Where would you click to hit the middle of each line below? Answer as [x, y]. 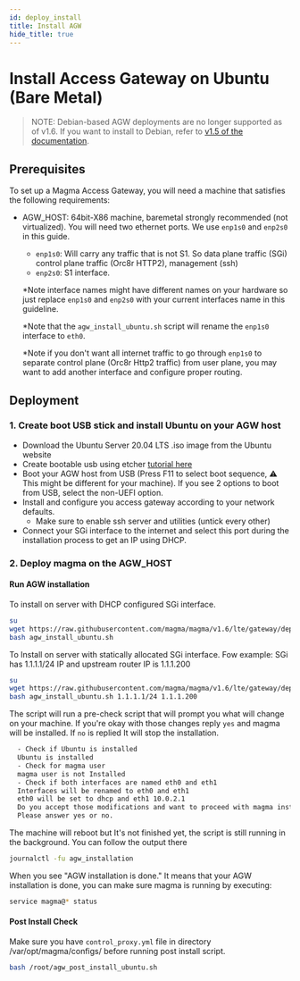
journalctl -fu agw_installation [71, 859]
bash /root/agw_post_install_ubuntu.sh [83, 968]
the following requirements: [59, 200]
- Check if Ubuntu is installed [78, 750]
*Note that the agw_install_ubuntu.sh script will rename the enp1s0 [146, 326]
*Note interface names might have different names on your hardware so [155, 290]
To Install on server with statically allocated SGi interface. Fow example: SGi [149, 654]
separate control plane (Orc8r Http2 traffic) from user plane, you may [150, 363]
